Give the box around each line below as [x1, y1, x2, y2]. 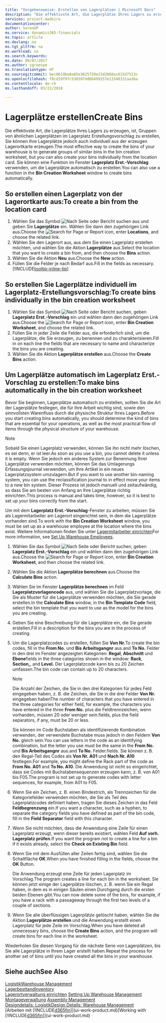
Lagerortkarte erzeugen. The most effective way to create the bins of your [5, 143, 155, 149]
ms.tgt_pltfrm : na [5, 44, 43, 49]
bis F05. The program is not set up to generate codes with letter [12, 774, 141, 780]
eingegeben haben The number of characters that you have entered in [12, 696, 154, 702]
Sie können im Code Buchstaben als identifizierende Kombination [12, 727, 146, 733]
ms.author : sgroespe [5, 63, 48, 68]
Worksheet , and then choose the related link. [12, 559, 105, 565]
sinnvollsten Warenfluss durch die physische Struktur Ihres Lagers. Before [5, 410, 155, 416]
